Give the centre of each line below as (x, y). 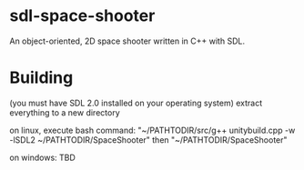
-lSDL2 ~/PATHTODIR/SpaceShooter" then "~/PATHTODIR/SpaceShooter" (149, 140)
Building (41, 78)
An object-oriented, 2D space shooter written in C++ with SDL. (127, 41)
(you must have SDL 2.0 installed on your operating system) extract (136, 103)
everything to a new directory (65, 112)
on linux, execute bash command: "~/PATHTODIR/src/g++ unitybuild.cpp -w (152, 130)
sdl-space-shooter (82, 16)
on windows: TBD (42, 157)
